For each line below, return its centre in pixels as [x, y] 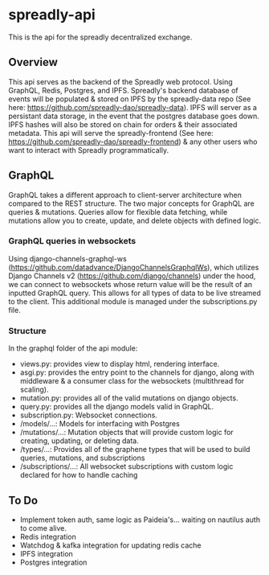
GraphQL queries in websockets [72, 241]
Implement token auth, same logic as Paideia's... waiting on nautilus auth [140, 520]
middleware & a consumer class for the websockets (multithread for [132, 381]
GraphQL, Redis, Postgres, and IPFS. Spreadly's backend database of [123, 90]
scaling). [34, 390]
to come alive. [43, 528]
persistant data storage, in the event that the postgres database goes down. [134, 116]
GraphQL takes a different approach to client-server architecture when [125, 195]
